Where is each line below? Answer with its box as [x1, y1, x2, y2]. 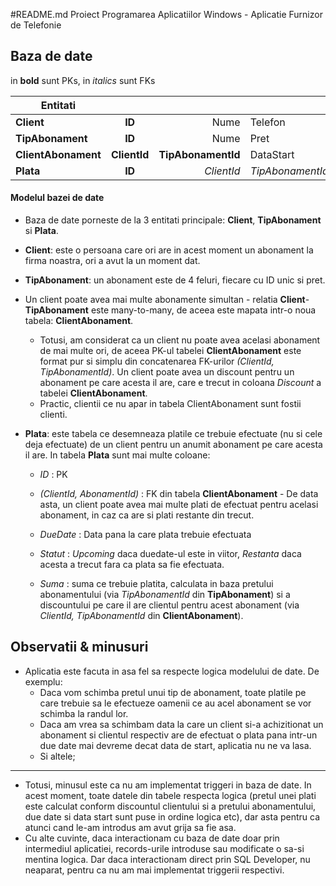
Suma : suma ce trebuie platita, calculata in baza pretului [39, 578, 274, 590]
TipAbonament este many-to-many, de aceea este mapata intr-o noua [24, 304, 317, 316]
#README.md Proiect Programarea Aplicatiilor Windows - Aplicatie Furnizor [10, 9, 323, 20]
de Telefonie [10, 19, 62, 31]
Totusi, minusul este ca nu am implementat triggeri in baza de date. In [24, 779, 312, 791]
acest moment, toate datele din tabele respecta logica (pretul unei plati [24, 789, 317, 801]
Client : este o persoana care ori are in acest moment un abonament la [24, 244, 314, 256]
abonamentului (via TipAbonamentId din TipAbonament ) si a [39, 589, 291, 601]
